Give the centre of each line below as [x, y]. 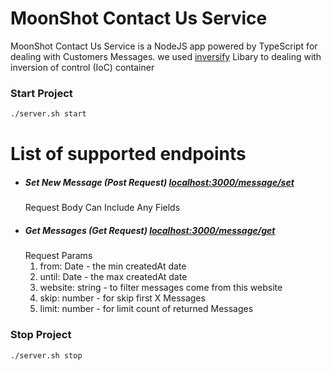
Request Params [58, 256]
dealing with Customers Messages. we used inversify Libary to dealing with [166, 56]
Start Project [41, 93]
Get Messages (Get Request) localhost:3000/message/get [150, 230]
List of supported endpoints [128, 154]
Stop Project [41, 335]
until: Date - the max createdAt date [113, 277]
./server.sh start [48, 114]
